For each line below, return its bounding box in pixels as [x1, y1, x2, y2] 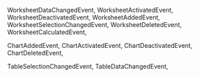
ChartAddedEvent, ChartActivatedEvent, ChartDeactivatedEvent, [7, 42, 193, 49]
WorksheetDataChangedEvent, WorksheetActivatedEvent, [7, 6, 174, 14]
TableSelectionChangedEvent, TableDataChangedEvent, [7, 62, 168, 70]
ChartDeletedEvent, [7, 49, 64, 57]
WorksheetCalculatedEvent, [7, 28, 87, 36]
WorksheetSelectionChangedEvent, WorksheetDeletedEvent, [7, 21, 182, 28]
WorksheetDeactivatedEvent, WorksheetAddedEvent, [7, 13, 161, 22]
